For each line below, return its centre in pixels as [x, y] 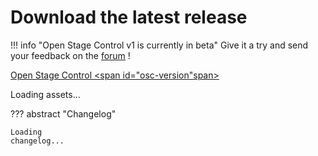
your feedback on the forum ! [70, 55]
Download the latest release [129, 17]
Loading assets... [45, 94]
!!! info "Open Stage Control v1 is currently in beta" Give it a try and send [159, 45]
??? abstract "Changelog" [63, 113]
